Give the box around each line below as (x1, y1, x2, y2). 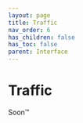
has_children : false (8, 33, 76, 42)
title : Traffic (8, 19, 58, 27)
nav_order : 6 (8, 26, 51, 34)
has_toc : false (8, 41, 58, 49)
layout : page (8, 11, 51, 20)
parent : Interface (8, 48, 68, 56)
